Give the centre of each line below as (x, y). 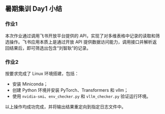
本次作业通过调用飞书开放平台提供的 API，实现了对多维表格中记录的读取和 (81, 35)
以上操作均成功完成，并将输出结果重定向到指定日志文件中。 (66, 107)
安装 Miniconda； (30, 84)
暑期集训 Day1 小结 (34, 9)
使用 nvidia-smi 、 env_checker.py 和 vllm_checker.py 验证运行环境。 (82, 96)
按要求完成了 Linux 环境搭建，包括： (42, 73)
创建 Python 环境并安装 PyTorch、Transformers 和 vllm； (70, 90)
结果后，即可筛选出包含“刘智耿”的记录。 (50, 48)
